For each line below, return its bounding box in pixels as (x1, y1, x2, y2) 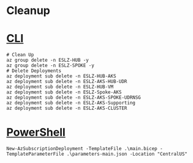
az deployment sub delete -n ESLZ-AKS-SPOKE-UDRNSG (6, 95, 141, 101)
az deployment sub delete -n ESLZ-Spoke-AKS (6, 89, 122, 95)
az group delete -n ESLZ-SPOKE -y (6, 62, 95, 69)
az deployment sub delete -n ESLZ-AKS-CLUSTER (6, 105, 127, 112)
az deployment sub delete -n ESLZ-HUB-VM (6, 84, 114, 90)
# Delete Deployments (6, 68, 62, 74)
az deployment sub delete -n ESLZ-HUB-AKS (6, 73, 116, 79)
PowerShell (6, 126, 66, 139)
